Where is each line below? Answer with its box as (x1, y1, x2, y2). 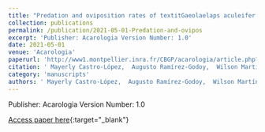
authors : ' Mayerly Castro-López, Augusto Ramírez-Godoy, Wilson (8, 77, 235, 85)
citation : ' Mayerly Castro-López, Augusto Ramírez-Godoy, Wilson (8, 63, 238, 71)
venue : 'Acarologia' (8, 48, 77, 56)
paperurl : (8, 56, 41, 64)
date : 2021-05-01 (8, 41, 65, 49)
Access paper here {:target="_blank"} (8, 115, 129, 124)
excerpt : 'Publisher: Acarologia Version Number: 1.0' (8, 33, 192, 42)
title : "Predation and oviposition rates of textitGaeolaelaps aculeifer (8, 11, 256, 20)
